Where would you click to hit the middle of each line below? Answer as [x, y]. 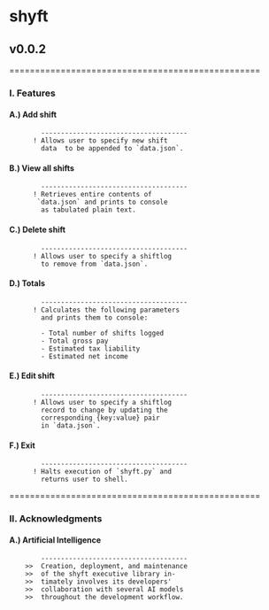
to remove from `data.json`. [95, 264]
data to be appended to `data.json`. [112, 149]
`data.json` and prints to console [102, 202]
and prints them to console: [95, 317]
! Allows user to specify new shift [100, 141]
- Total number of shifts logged [103, 333]
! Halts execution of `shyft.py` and [102, 472]
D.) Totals [27, 283]
